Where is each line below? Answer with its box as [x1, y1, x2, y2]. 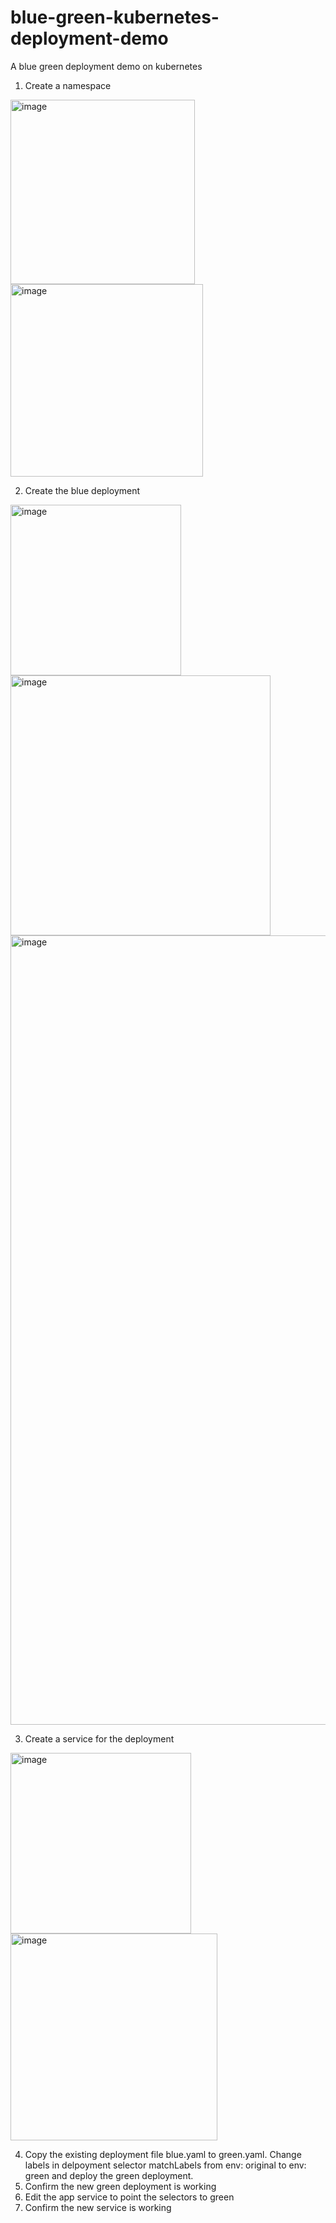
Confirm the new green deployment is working [24, 2180, 217, 2192]
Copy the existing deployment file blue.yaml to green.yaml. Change [24, 2148, 302, 2160]
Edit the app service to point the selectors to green [24, 2191, 235, 2203]
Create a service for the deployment [24, 1732, 175, 1745]
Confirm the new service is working [24, 2201, 172, 2213]
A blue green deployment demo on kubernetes [10, 60, 203, 72]
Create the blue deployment [24, 484, 141, 496]
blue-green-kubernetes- [10, 6, 220, 29]
